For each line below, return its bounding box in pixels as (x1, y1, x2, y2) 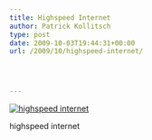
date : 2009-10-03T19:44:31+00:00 (9, 38, 136, 48)
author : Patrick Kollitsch (9, 22, 111, 31)
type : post (9, 30, 51, 39)
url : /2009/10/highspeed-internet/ (9, 47, 144, 56)
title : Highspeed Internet (9, 13, 111, 23)
